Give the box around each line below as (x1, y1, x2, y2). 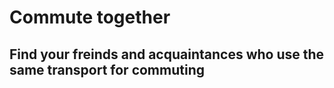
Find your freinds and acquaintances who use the (9, 46, 325, 63)
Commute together (9, 6, 171, 29)
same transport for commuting (9, 61, 205, 78)
